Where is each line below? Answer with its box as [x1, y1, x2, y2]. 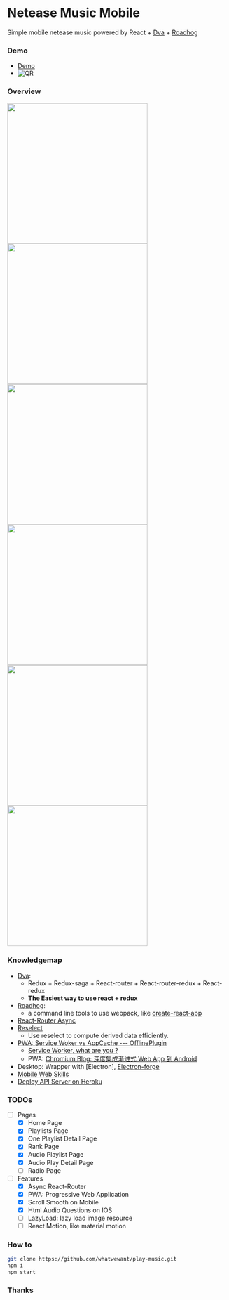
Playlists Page [27, 1127, 69, 1135]
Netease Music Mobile [7, 5, 140, 21]
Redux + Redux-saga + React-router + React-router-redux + [27, 978, 202, 987]
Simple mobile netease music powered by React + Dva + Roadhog [7, 28, 198, 37]
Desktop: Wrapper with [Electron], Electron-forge [17, 1062, 160, 1070]
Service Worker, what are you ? [27, 1046, 118, 1054]
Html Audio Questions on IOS [27, 1206, 113, 1214]
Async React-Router [27, 1182, 86, 1190]
